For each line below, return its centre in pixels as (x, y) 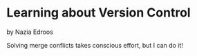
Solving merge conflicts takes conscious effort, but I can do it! (95, 45)
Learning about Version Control (98, 13)
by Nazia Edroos (30, 32)
